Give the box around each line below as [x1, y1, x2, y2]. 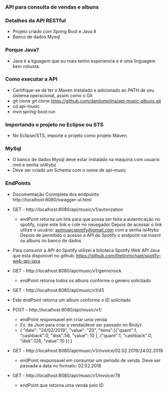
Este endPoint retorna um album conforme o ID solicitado [12, 297, 131, 303]
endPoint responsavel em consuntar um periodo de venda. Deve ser [20, 357, 161, 363]
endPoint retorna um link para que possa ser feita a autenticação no [20, 216, 160, 222]
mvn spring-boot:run [12, 108, 56, 114]
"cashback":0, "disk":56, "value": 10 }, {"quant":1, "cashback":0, [20, 332, 153, 338]
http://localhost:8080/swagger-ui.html [12, 196, 92, 202]
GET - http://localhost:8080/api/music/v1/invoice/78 [12, 372, 120, 378]
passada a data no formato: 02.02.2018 [20, 362, 102, 368]
